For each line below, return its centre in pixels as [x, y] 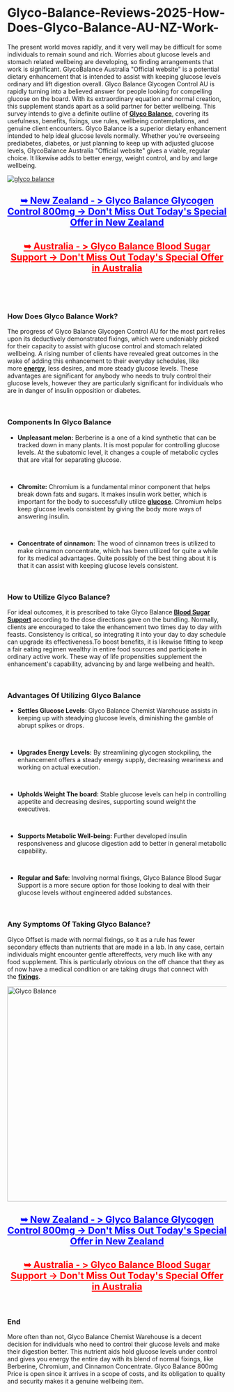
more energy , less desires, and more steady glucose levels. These [103, 369]
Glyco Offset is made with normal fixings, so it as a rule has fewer [101, 939]
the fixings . [24, 976]
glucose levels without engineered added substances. [95, 892]
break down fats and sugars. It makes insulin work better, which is [112, 494]
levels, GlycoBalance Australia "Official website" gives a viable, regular [109, 150]
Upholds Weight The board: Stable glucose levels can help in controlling [122, 794]
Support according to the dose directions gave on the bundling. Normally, [113, 620]
